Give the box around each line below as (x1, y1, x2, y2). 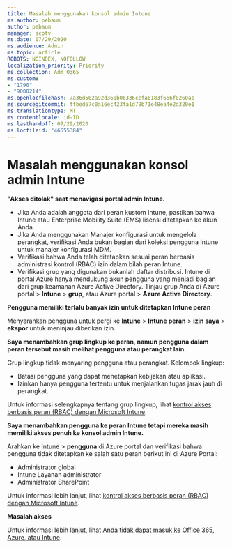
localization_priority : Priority (7, 62, 105, 69)
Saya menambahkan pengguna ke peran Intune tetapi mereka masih (7, 421, 209, 429)
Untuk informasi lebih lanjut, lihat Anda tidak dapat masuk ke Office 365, (7, 526, 215, 534)
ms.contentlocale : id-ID (7, 114, 79, 121)
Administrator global (17, 463, 76, 471)
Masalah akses (7, 512, 52, 521)
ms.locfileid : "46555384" (7, 127, 82, 134)
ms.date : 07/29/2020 (7, 36, 68, 43)
